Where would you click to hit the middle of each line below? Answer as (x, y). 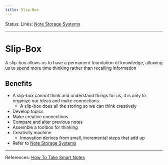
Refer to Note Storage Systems (44, 143)
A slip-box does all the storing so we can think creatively (78, 106)
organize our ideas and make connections (55, 101)
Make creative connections (40, 117)
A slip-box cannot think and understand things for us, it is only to (79, 96)
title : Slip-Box (22, 10)
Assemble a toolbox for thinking (45, 127)
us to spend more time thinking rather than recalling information (71, 68)
